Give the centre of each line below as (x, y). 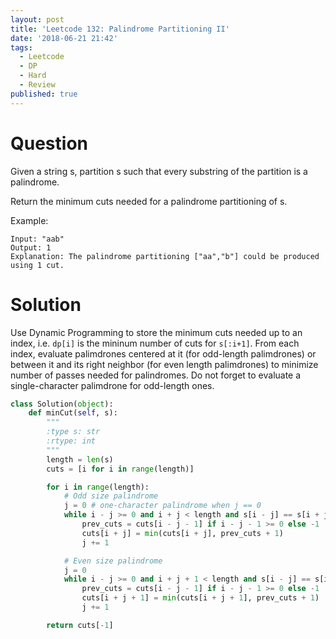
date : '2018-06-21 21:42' (64, 38)
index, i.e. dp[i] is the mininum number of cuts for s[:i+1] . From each (155, 343)
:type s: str (73, 432)
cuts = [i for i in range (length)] (120, 469)
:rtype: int (71, 441)
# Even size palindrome (113, 561)
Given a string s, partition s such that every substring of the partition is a (159, 171)
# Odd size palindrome (111, 496)
